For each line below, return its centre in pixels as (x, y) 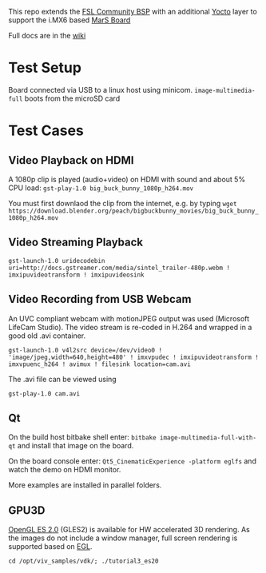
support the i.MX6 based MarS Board (69, 20)
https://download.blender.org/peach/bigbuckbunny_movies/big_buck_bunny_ (134, 211)
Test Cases (46, 131)
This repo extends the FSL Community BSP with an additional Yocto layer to (133, 12)
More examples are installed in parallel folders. (85, 485)
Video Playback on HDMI (71, 160)
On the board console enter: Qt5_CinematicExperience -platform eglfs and (133, 461)
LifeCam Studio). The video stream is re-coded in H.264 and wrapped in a (130, 327)
